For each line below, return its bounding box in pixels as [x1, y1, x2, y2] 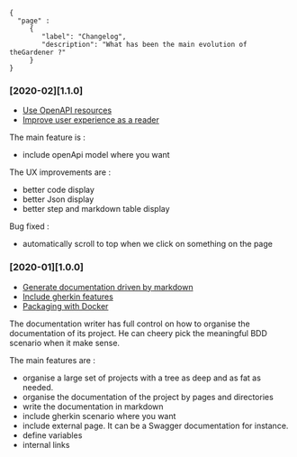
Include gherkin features [22, 291, 114, 302]
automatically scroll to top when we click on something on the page [22, 239, 273, 250]
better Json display [22, 194, 94, 205]
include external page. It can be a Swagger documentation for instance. [22, 420, 289, 431]
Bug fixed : [9, 221, 49, 232]
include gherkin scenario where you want [22, 410, 176, 421]
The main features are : [9, 354, 96, 365]
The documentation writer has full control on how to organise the [9, 318, 250, 329]
